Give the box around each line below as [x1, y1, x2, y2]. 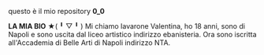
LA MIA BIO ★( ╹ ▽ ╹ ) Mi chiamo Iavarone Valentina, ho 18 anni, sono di [8, 22, 246, 30]
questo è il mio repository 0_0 [8, 7, 105, 15]
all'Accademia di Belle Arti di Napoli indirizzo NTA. [8, 38, 171, 47]
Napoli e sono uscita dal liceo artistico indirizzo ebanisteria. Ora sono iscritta [8, 30, 257, 39]
